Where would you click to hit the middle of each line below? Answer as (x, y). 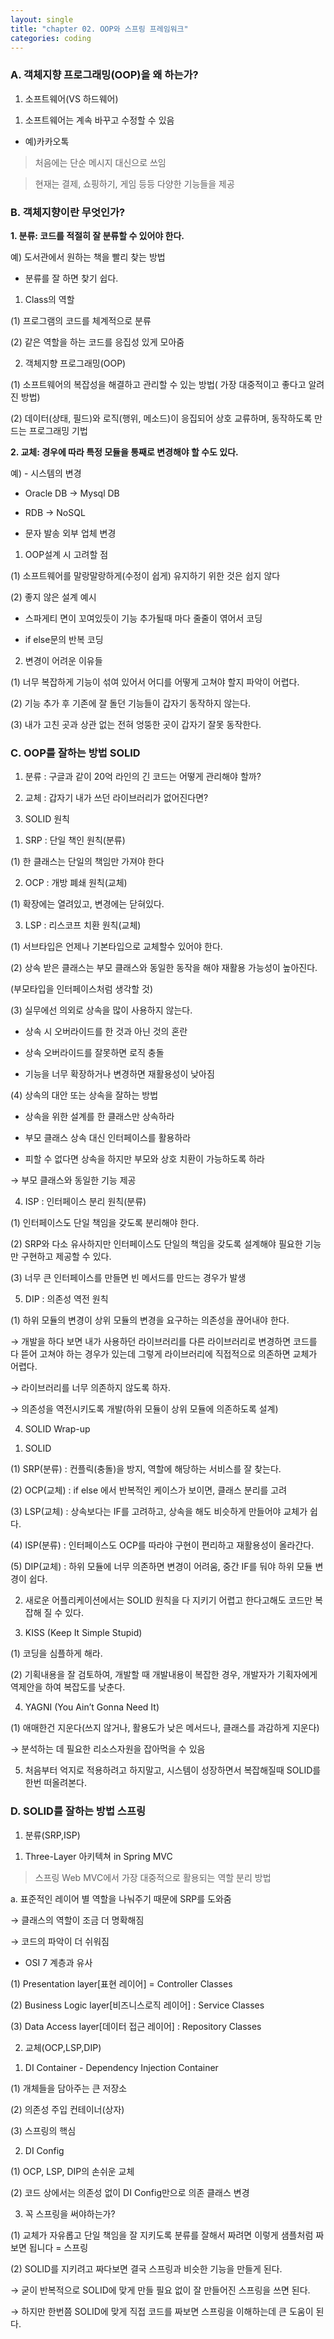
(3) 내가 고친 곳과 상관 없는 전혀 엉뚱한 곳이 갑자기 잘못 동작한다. (136, 724)
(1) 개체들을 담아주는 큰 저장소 (69, 2088)
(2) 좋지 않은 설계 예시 (53, 597)
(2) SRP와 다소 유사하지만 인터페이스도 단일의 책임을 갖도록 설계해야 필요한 (156, 1244)
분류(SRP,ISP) (52, 1835)
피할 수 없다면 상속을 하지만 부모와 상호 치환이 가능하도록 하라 (144, 1159)
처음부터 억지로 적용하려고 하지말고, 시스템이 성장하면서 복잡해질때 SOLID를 (173, 1770)
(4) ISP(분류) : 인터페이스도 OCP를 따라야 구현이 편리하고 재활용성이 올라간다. (162, 1545)
